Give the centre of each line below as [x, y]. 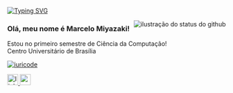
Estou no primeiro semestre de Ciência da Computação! [87, 44]
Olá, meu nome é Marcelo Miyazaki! [69, 28]
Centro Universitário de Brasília [52, 51]
